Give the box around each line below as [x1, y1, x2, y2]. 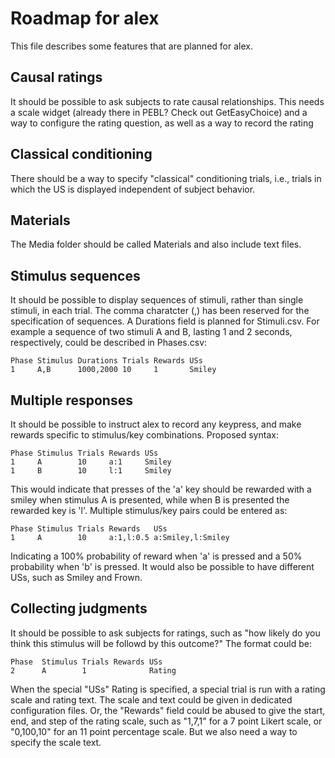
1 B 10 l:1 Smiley [10, 466, 172, 476]
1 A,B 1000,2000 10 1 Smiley [10, 365, 217, 375]
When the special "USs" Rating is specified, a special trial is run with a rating [10, 683, 326, 695]
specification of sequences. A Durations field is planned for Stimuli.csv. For [10, 315, 320, 327]
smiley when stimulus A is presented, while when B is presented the [10, 494, 290, 506]
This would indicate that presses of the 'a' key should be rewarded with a [10, 483, 312, 495]
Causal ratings [10, 69, 103, 86]
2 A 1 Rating [10, 665, 177, 676]
